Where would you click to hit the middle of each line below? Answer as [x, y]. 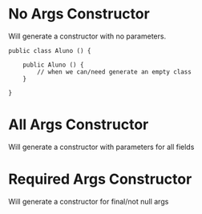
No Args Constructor [79, 14]
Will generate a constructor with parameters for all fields [101, 147]
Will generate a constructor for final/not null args [89, 201]
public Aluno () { [53, 65]
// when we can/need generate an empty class [115, 72]
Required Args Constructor [100, 179]
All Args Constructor [79, 125]
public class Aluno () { [50, 50]
